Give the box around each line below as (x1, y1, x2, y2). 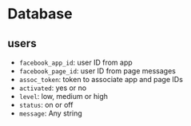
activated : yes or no (18, 83, 87, 93)
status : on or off (18, 100, 74, 109)
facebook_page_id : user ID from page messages (18, 66, 177, 76)
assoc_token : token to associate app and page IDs (18, 75, 183, 84)
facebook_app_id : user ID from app (18, 57, 133, 67)
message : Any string (18, 108, 83, 118)
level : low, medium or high (18, 92, 109, 100)
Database (7, 5, 73, 23)
